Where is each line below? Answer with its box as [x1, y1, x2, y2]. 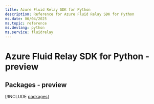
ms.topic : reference [5, 21, 47, 26]
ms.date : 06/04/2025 [5, 16, 47, 21]
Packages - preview [5, 81, 67, 89]
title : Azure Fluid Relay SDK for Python [5, 7, 91, 12]
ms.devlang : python [5, 25, 45, 30]
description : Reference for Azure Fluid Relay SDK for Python [5, 12, 134, 17]
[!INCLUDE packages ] [5, 94, 49, 99]
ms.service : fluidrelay [5, 30, 54, 35]
